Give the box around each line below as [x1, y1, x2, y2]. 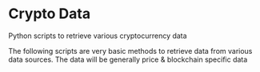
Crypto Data [8, 5, 90, 23]
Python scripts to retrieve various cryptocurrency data [8, 31, 187, 40]
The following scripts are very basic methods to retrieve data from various [8, 46, 253, 55]
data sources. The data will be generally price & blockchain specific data [8, 55, 248, 64]
